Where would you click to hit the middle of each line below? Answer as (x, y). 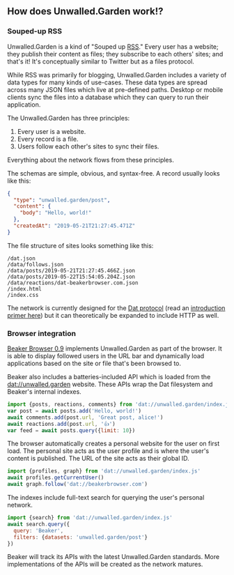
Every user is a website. (52, 131)
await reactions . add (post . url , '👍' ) (62, 424)
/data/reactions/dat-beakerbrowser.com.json (73, 283)
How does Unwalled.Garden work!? (85, 11)
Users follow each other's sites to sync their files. (88, 146)
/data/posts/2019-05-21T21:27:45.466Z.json (71, 270)
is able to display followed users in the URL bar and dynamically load (106, 356)
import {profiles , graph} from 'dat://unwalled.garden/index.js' (104, 471)
